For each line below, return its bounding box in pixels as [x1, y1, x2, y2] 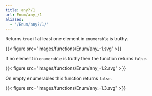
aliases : [5, 17, 24, 22]
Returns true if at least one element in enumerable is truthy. [5, 36, 128, 42]
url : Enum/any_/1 [5, 12, 42, 17]
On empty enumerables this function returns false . [5, 75, 112, 82]
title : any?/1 [5, 7, 36, 13]
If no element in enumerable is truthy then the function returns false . [5, 56, 147, 62]
